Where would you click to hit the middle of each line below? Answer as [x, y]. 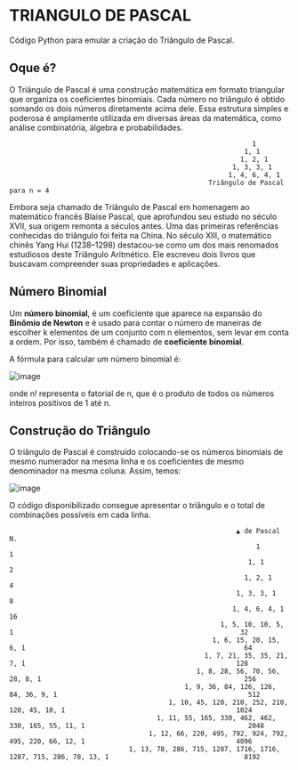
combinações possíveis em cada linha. [80, 515]
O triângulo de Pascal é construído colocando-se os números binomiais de [146, 452]
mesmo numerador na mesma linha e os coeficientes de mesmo [127, 462]
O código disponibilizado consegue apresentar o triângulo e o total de [137, 506]
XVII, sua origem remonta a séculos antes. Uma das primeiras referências [144, 226]
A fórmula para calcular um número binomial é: [95, 359]
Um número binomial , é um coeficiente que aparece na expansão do [136, 313]
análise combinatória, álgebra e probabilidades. [97, 127]
